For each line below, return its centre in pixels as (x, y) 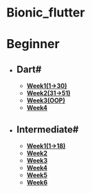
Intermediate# (47, 129)
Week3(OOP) (46, 100)
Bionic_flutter (46, 13)
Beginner (33, 44)
